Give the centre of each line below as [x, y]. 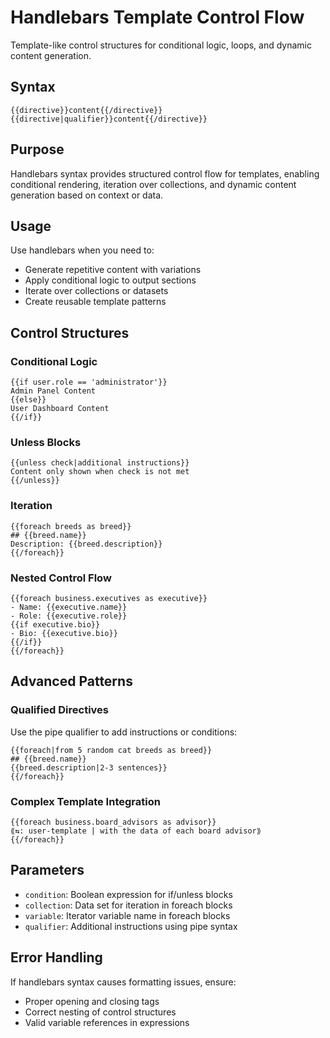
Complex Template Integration [85, 801]
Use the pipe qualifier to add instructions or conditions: [124, 732]
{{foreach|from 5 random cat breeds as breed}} [111, 750]
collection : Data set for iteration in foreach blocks [128, 905]
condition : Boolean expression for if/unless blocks [128, 894]
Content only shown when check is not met [100, 472]
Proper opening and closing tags [92, 1001]
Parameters [47, 870]
